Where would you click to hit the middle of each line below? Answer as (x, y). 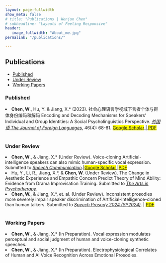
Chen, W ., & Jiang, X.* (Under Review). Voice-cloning (67, 157)
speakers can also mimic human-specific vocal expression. (90, 162)
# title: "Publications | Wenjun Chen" (46, 19)
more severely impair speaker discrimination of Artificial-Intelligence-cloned (83, 199)
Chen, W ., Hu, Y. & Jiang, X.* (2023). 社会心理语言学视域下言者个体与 (83, 109)
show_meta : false (23, 14)
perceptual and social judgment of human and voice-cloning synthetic (77, 239)
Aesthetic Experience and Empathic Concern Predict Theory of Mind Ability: (83, 178)
